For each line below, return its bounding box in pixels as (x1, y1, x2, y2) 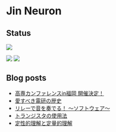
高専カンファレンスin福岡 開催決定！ (14, 90, 104, 97)
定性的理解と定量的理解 (14, 119, 73, 127)
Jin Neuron (6, 4, 62, 18)
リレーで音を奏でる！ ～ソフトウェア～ (14, 105, 110, 112)
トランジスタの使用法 (14, 112, 67, 119)
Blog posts (6, 73, 46, 83)
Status (6, 28, 32, 38)
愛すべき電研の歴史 (14, 97, 62, 104)
